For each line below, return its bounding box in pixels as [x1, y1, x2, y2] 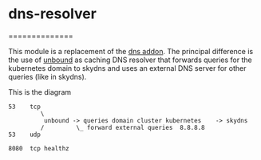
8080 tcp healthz [8, 144, 69, 152]
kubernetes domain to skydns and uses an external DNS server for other [8, 63, 247, 72]
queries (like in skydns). [8, 72, 87, 81]
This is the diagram [8, 87, 72, 96]
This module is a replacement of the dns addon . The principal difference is [8, 46, 254, 56]
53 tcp [8, 103, 42, 111]
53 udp [8, 131, 42, 139]
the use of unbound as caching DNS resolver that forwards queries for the [8, 55, 253, 64]
